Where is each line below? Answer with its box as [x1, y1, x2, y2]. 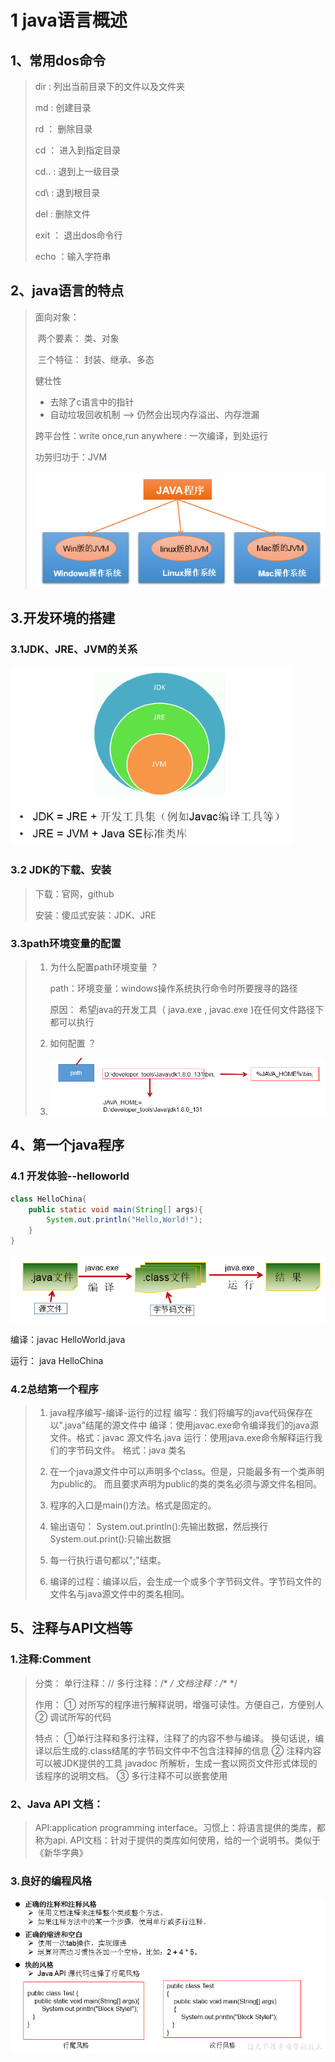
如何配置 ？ [49, 1037, 97, 1049]
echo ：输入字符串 [34, 251, 112, 262]
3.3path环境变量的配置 [10, 936, 122, 950]
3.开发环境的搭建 [10, 609, 116, 626]
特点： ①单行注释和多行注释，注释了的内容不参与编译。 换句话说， [34, 1732, 316, 1744]
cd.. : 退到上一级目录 [34, 166, 120, 177]
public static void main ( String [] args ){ [28, 1204, 203, 1215]
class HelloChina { [10, 1194, 87, 1204]
